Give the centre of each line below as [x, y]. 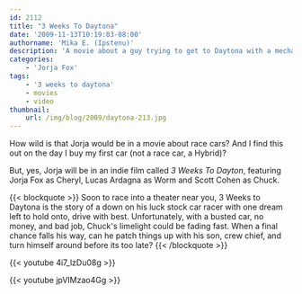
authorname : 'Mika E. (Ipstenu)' [72, 43]
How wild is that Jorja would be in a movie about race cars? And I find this [147, 144]
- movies [42, 93]
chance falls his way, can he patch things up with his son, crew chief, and [145, 236]
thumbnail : [30, 110]
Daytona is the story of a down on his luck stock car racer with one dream [146, 207]
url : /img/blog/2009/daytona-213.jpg [96, 118]
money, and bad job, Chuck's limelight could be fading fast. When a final [144, 227]
